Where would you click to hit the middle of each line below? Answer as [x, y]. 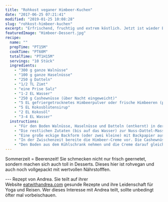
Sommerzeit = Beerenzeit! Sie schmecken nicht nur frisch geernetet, [76, 159]
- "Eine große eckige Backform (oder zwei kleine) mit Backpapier [85, 135]
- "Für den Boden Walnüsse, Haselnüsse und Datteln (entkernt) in [85, 126]
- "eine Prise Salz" [35, 89]
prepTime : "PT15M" [29, 47]
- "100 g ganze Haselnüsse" [43, 75]
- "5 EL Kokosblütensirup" [42, 107]
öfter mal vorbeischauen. [31, 195]
